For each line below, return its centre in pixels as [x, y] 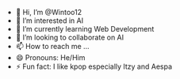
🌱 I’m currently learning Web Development [85, 29]
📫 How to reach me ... [52, 46]
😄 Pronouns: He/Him [50, 58]
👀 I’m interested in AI [50, 21]
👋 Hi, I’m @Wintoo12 [48, 12]
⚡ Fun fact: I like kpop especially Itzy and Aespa [94, 66]
